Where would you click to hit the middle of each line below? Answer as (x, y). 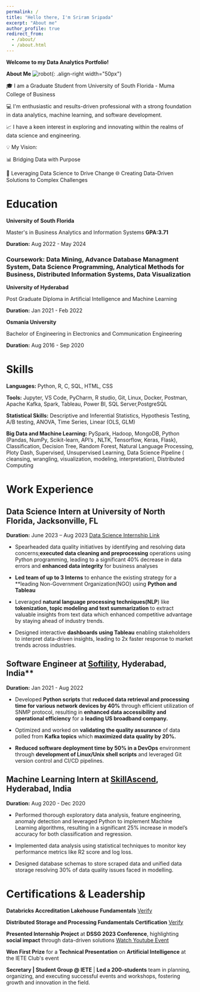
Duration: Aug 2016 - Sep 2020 (45, 345)
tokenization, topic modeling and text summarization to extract (94, 608)
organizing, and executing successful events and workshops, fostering (93, 976)
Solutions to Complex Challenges (47, 179)
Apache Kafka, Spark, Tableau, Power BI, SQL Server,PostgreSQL (87, 404)
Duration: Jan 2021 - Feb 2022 (44, 311)
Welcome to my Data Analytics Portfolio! (58, 62)
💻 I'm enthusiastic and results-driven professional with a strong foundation (99, 106)
